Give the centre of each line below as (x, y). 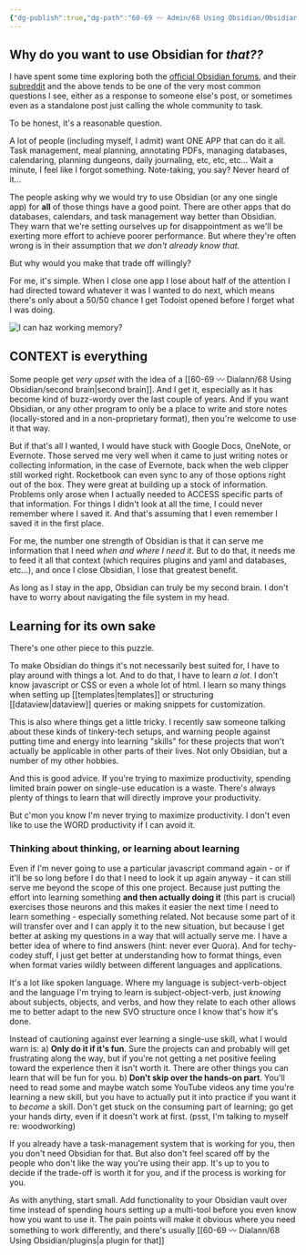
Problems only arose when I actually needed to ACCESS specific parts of (146, 495)
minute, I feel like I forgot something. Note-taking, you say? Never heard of (149, 170)
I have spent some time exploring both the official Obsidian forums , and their (153, 77)
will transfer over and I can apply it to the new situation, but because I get (147, 926)
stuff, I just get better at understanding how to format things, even (158, 955)
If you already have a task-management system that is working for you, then (153, 1144)
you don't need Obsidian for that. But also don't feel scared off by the (140, 1154)
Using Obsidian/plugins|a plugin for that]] (87, 1240)
